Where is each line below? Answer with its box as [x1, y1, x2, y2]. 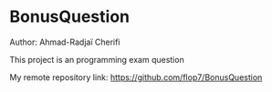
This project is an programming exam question [9, 54, 184, 65]
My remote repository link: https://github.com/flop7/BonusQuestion [9, 71, 263, 83]
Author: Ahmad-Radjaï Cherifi [9, 36, 120, 47]
